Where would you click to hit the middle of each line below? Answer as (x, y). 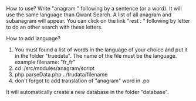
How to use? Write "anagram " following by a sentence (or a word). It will (94, 8)
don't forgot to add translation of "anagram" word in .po (82, 81)
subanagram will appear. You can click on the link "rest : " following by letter (98, 21)
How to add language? (33, 38)
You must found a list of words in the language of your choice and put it (101, 50)
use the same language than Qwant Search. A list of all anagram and (89, 15)
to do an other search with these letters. (54, 27)
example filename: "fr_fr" (45, 62)
